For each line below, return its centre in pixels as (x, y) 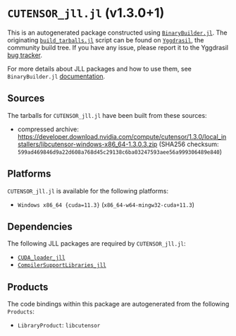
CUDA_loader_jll (41, 258)
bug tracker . (25, 55)
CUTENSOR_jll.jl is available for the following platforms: (88, 191)
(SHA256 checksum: (189, 144)
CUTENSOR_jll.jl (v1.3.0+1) (86, 13)
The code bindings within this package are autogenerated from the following (118, 304)
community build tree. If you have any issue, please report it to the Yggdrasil (118, 47)
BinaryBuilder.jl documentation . (56, 76)
